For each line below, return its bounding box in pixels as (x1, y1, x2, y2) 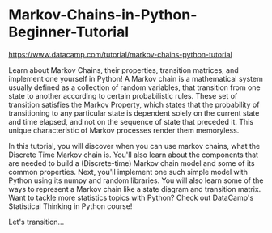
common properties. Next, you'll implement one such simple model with (8, 167, 249, 176)
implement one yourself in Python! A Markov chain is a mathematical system (8, 74, 263, 83)
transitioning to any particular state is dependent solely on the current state (8, 108, 260, 118)
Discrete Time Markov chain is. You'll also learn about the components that (8, 150, 259, 159)
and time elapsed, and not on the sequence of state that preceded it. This (8, 116, 253, 126)
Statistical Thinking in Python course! (8, 201, 133, 211)
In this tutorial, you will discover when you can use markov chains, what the (8, 141, 261, 150)
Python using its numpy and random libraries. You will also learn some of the (8, 176, 264, 185)
